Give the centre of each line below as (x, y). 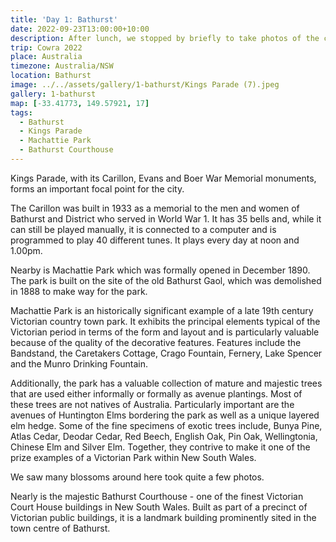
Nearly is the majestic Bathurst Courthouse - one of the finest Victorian (157, 496)
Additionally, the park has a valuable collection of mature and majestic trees (166, 383)
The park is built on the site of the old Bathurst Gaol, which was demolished (166, 280)
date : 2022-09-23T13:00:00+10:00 (80, 29)
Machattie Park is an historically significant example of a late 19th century (162, 310)
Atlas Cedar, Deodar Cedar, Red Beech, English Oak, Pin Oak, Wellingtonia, (164, 436)
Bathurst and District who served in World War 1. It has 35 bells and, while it (166, 218)
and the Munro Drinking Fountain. (79, 363)
